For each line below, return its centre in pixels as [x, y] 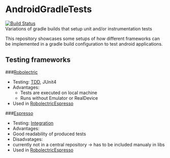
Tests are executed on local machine [59, 93]
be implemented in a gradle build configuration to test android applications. [84, 44]
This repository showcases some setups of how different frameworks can [83, 38]
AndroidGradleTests [49, 9]
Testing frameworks [38, 60]
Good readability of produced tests [49, 134]
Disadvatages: [28, 139]
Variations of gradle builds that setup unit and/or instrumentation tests [79, 28]
